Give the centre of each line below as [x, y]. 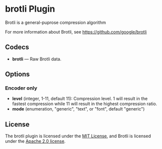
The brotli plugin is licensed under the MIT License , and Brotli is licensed [78, 136]
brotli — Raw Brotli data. [37, 59]
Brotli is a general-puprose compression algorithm [56, 22]
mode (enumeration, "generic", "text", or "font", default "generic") [78, 109]
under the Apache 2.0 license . [35, 141]
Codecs [17, 47]
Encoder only [21, 88]
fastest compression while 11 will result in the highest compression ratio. [85, 104]
